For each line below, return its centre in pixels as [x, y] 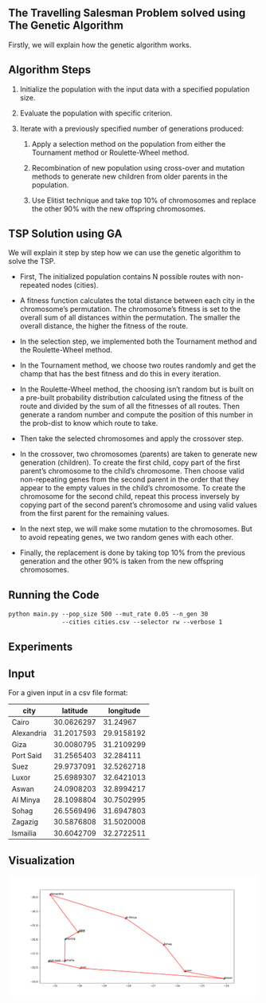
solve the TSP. [32, 262]
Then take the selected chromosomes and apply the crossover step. [132, 439]
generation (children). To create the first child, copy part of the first [130, 462]
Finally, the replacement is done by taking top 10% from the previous [132, 553]
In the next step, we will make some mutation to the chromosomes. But [136, 529]
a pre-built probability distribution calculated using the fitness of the [131, 398]
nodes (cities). [75, 285]
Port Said [27, 755]
